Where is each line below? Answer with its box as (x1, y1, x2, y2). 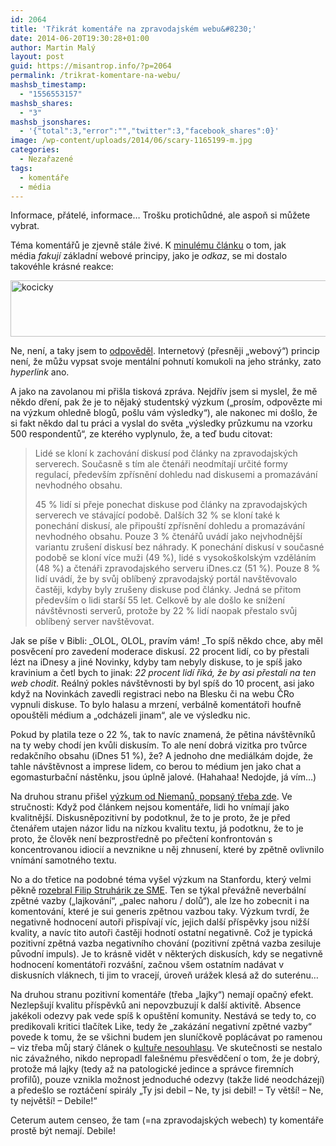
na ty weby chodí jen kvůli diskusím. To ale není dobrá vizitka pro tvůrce (10, 739, 308, 751)
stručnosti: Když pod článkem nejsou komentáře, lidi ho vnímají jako (10, 801, 290, 813)
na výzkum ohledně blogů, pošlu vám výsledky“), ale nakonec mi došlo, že (10, 407, 318, 419)
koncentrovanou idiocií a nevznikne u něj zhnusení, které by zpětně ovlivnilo (10, 844, 325, 856)
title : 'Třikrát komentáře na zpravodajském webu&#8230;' (10, 24, 257, 34)
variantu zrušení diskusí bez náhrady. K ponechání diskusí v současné (34, 541, 325, 553)
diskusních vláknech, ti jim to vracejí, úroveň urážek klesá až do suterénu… (10, 969, 319, 981)
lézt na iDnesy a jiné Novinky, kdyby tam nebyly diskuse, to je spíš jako (10, 656, 303, 668)
